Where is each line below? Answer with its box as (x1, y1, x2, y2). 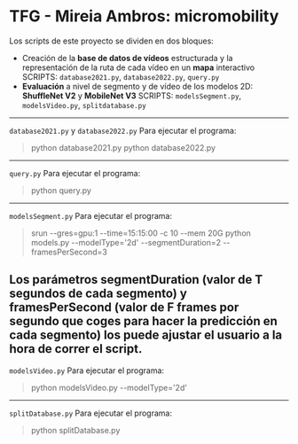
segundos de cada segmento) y (9, 286, 188, 301)
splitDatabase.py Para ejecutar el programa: (9, 408, 173, 418)
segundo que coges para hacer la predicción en (9, 314, 278, 329)
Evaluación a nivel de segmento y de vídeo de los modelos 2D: (21, 81, 254, 91)
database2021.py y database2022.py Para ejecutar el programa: (9, 125, 237, 136)
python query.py (30, 184, 91, 196)
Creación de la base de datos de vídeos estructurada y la (21, 52, 233, 63)
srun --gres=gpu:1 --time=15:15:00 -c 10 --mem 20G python (30, 228, 251, 238)
